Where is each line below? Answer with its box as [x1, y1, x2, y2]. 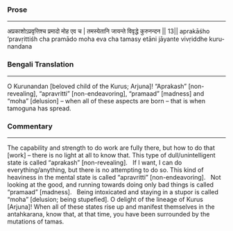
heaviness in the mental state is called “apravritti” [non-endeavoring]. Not [7, 173, 221, 181]
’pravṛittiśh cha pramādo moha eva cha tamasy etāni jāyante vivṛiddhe [7, 35, 208, 43]
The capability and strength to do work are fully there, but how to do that [7, 144, 215, 152]
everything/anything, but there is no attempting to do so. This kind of [7, 165, 204, 174]
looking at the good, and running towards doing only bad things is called [7, 180, 214, 189]
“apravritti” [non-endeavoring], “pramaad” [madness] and [39, 89, 205, 98]
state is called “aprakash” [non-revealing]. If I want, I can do [7, 158, 182, 166]
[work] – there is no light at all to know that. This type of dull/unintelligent [7, 151, 216, 159]
